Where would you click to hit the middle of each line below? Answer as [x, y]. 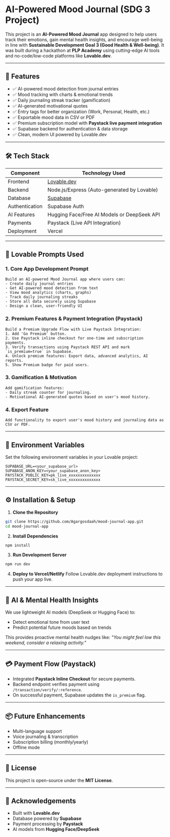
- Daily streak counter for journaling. [49, 392]
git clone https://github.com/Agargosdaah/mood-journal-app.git [74, 521]
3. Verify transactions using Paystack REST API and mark [68, 347]
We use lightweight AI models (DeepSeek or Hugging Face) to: [70, 612]
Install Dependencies [35, 536]
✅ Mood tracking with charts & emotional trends [62, 94]
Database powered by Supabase [47, 819]
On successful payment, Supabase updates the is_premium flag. [79, 695]
